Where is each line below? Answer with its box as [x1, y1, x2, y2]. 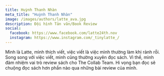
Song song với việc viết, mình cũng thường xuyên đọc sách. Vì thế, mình [5, 54, 154, 60]
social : [5, 26, 21, 31]
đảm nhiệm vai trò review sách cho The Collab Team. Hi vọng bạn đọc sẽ [5, 59, 156, 65]
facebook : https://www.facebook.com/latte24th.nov [9, 30, 117, 35]
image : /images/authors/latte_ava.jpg [5, 16, 86, 21]
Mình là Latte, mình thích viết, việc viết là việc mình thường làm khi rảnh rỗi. [5, 48, 160, 55]
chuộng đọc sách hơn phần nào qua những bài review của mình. [5, 64, 137, 70]
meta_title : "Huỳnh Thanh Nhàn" [5, 12, 72, 17]
